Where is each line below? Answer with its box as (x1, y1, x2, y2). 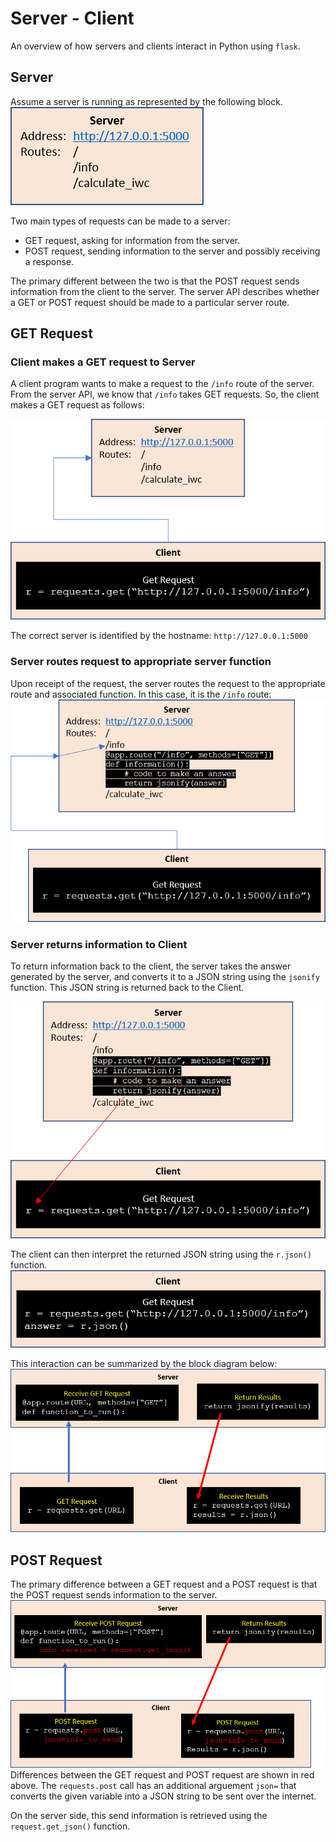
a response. (24, 255, 75, 267)
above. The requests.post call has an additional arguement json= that (10, 1780, 297, 1792)
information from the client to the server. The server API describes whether (10, 285, 320, 297)
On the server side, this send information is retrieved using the (10, 1810, 268, 1822)
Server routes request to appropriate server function (10, 655, 272, 669)
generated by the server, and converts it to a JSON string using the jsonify (10, 971, 320, 983)
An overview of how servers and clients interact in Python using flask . (10, 40, 301, 52)
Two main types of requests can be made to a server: (10, 215, 231, 227)
